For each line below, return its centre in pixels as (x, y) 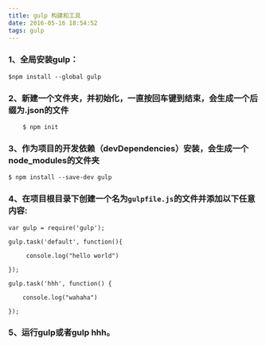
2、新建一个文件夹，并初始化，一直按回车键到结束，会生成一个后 (133, 98)
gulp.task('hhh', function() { (60, 283)
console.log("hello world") (72, 255)
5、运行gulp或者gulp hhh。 (62, 332)
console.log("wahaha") (60, 297)
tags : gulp (26, 30)
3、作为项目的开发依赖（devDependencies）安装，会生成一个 (129, 148)
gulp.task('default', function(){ (66, 242)
